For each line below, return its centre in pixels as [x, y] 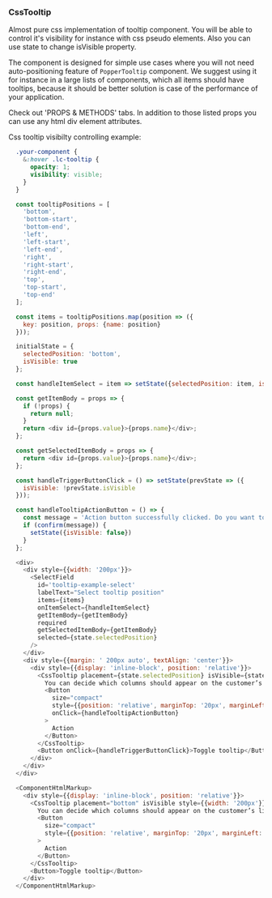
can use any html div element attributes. [75, 122]
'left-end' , [43, 250]
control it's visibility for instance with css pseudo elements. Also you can [130, 38]
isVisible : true [51, 362]
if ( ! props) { [47, 406]
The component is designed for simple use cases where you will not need [132, 62]
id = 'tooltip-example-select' [87, 585]
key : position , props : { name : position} [92, 324]
